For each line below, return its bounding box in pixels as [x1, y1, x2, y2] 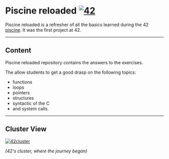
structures [12, 95, 34, 101]
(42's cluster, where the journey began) [5, 148, 88, 154]
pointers [12, 89, 30, 95]
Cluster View [5, 125, 47, 133]
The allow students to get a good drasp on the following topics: [5, 69, 136, 75]
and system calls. [12, 105, 49, 111]
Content [5, 46, 32, 55]
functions [12, 79, 33, 85]
